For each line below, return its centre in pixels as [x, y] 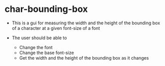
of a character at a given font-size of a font [56, 28]
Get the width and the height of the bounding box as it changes [84, 58]
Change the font [36, 47]
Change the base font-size [46, 53]
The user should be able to [39, 38]
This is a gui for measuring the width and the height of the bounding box [86, 23]
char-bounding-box [46, 9]
